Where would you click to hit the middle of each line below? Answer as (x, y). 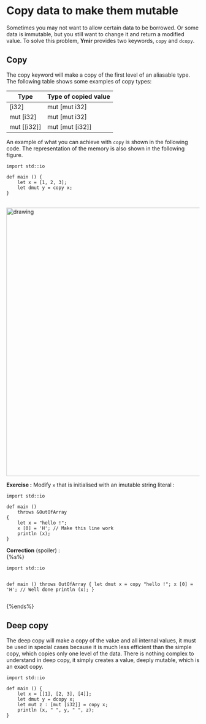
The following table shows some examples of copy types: (79, 81)
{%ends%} (20, 606)
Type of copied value (78, 96)
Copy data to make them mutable (93, 11)
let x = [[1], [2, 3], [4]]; (55, 694)
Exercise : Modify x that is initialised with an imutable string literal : (90, 485)
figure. (15, 155)
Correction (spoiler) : (33, 550)
